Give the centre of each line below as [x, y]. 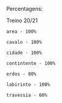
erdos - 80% [21, 74]
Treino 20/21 [22, 20]
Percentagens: [25, 9]
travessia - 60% [27, 95]
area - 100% [21, 32]
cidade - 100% [24, 53]
